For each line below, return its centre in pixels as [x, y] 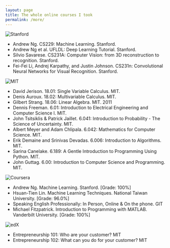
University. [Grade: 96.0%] [41, 199]
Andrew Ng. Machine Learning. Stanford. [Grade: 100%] [72, 187]
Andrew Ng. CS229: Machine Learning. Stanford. [64, 44]
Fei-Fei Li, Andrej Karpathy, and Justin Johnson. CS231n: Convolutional [88, 66]
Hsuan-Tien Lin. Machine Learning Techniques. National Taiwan [80, 193]
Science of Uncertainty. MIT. [43, 124]
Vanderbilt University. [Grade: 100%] [51, 215]
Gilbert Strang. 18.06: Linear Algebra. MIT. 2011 [62, 102]
